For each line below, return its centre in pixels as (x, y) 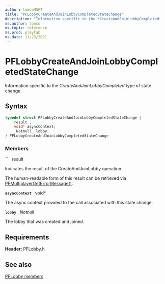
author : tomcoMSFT (24, 10)
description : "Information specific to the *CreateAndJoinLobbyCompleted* (83, 19)
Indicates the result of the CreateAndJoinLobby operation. (64, 169)
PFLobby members (24, 276)
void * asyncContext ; (35, 127)
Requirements (27, 237)
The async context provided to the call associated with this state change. (79, 203)
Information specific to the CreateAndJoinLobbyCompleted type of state (78, 85)
